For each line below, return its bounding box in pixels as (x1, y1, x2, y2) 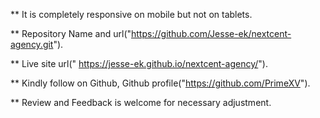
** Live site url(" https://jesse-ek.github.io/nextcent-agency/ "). (10, 58, 268, 69)
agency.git (10, 39, 54, 50)
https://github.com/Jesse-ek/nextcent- (131, 28, 292, 39)
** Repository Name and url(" (10, 28, 132, 39)
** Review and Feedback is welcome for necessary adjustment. (10, 97, 272, 108)
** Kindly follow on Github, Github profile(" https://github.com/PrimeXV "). (10, 77, 311, 89)
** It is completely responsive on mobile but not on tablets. (10, 9, 253, 20)
